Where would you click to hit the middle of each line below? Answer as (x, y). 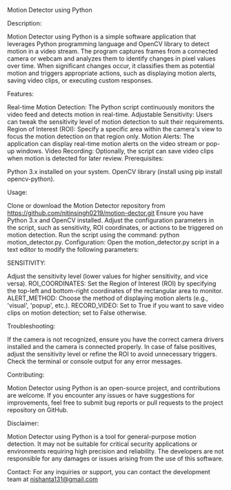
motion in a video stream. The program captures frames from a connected (113, 51)
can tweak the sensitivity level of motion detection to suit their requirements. (116, 122)
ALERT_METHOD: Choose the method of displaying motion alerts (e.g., (108, 298)
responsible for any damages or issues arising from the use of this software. (115, 458)
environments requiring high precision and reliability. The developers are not (115, 451)
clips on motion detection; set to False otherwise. (77, 313)
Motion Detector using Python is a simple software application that (102, 36)
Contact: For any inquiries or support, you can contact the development (109, 472)
